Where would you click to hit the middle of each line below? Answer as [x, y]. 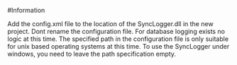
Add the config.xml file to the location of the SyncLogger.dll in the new [111, 24]
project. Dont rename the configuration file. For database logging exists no [116, 31]
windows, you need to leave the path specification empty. [92, 54]
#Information [26, 10]
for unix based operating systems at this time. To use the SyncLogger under [118, 46]
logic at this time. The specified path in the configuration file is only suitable [118, 39]
